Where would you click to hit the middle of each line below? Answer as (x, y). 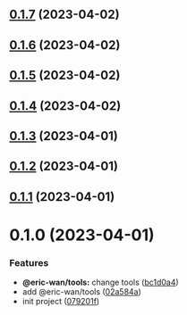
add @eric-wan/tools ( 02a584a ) (81, 292)
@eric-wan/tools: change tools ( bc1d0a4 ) (100, 282)
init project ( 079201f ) (61, 302)
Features (29, 262)
